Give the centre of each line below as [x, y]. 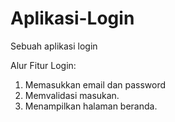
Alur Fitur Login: [43, 65]
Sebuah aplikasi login [54, 46]
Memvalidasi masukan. [72, 95]
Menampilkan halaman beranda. [91, 106]
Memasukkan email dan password [95, 84]
